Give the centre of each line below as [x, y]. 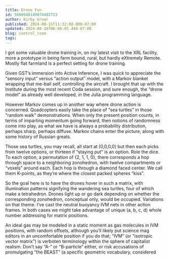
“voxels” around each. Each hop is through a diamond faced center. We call [84, 168]
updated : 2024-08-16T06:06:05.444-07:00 [49, 29]
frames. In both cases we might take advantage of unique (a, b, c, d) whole [83, 210]
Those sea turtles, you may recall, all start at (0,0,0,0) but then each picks [82, 146]
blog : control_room [26, 33]
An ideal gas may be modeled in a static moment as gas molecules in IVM [82, 225]
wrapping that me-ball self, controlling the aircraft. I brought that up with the [84, 83]
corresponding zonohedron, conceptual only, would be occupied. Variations [84, 199]
